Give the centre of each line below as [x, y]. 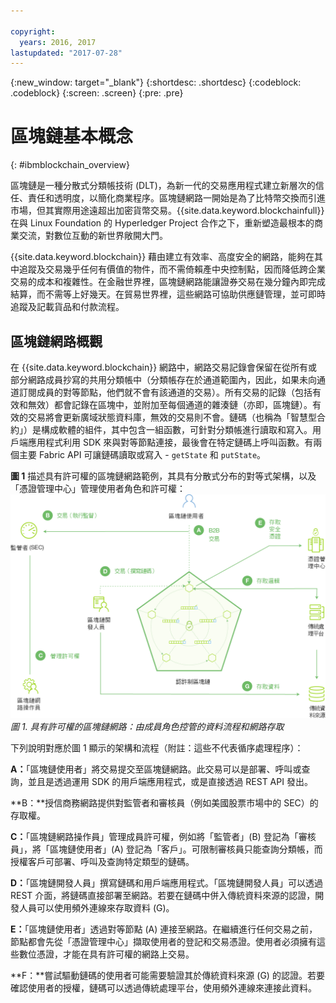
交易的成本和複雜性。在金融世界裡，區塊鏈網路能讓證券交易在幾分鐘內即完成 [168, 282]
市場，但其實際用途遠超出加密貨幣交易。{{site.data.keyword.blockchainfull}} [167, 211]
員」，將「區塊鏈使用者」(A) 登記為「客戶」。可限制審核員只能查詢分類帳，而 [166, 849]
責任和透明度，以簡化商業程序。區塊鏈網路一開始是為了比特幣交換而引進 [176, 198]
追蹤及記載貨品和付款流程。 [67, 307]
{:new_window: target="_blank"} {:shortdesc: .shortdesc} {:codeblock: [156, 82]
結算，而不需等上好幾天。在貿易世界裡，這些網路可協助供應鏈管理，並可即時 [168, 294]
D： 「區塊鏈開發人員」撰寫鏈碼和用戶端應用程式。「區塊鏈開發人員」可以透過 [167, 883]
